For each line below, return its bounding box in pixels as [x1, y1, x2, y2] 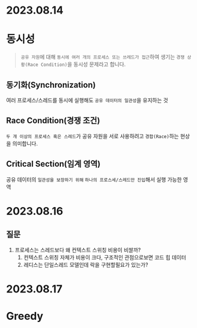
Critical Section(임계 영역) [6, 159, 101, 169]
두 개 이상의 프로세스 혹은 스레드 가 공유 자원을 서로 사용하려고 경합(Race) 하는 [6, 132, 179, 139]
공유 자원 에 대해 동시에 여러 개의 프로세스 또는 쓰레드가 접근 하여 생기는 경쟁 [20, 53, 185, 60]
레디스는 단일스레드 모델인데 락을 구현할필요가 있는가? [23, 261, 148, 268]
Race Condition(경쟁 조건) [6, 116, 101, 126]
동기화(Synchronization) [6, 79, 96, 90]
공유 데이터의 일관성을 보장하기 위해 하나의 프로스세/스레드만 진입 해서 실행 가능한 [6, 176, 182, 183]
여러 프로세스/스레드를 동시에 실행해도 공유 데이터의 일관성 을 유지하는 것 [6, 96, 169, 104]
